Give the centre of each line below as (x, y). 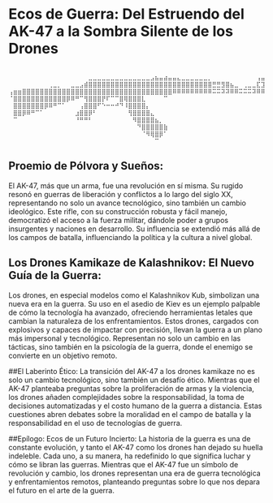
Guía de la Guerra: (55, 275)
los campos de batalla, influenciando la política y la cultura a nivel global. (130, 237)
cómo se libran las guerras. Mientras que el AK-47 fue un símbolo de (123, 464)
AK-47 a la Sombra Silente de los (121, 31)
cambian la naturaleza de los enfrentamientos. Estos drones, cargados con (134, 320)
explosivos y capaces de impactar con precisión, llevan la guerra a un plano (135, 329)
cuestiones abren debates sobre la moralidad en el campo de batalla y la (130, 414)
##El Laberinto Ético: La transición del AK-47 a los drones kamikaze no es (132, 371)
